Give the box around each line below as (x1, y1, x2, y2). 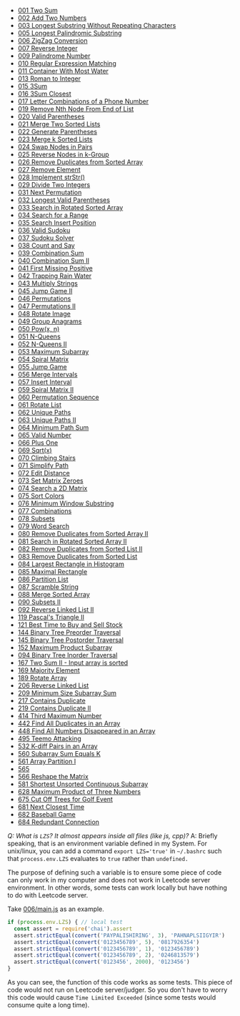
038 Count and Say (17, 241, 75, 249)
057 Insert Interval (17, 378, 72, 386)
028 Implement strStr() (17, 173, 86, 181)
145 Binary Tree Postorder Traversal (17, 635, 124, 644)
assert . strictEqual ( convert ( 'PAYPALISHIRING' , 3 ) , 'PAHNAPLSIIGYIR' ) (14, 932, 225, 939)
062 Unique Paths (17, 408, 71, 416)
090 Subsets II (17, 598, 61, 606)
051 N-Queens (17, 332, 61, 341)
